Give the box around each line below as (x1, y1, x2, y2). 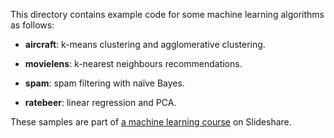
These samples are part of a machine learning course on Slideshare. (10, 116, 292, 128)
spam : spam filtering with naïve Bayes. (24, 77, 185, 89)
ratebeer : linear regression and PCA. (24, 97, 177, 108)
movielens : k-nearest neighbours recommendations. (24, 58, 243, 69)
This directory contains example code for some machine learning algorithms (10, 9, 325, 20)
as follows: (10, 19, 55, 31)
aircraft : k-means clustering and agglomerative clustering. (24, 39, 266, 50)
